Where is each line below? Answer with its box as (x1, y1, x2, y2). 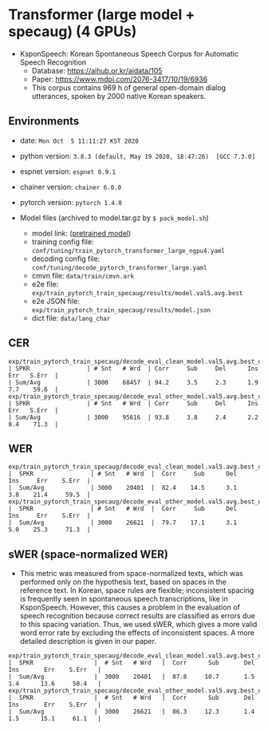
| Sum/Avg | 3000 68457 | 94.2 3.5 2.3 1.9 (8, 378, 259, 386)
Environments (8, 114, 80, 128)
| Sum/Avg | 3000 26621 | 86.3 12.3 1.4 (8, 708, 255, 716)
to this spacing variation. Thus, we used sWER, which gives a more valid (19, 620, 258, 629)
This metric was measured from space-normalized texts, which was (19, 569, 243, 578)
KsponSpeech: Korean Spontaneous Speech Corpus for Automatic (19, 49, 239, 58)
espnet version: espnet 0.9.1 (19, 166, 116, 176)
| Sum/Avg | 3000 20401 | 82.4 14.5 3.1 (8, 484, 238, 492)
